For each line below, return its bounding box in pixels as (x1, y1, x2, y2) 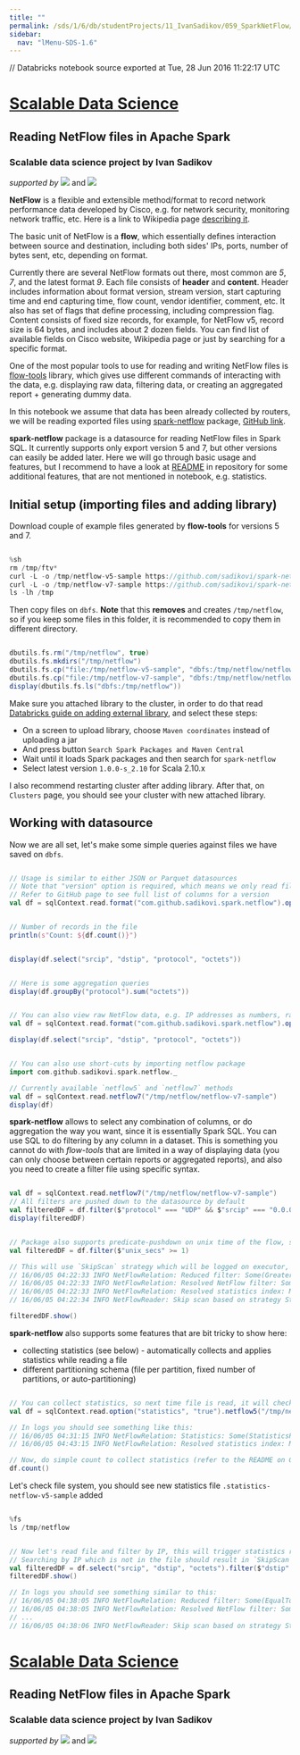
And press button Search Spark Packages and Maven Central (21, 743, 245, 755)
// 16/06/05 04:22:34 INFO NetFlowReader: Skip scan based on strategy (9, 1296, 281, 1305)
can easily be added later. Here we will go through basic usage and (9, 452, 257, 463)
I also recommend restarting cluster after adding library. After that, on (9, 780, 265, 790)
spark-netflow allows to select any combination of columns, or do (9, 1116, 253, 1127)
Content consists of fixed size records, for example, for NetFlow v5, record (9, 314, 284, 326)
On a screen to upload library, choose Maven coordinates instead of (21, 724, 271, 735)
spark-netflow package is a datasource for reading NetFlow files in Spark (9, 433, 281, 444)
